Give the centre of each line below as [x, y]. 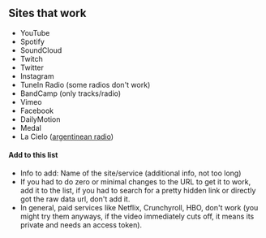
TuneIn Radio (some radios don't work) [85, 84]
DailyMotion [40, 119]
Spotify [32, 41]
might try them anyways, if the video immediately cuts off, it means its [137, 216]
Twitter [32, 67]
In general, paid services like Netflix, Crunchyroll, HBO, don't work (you [139, 208]
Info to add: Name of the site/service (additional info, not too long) [131, 173]
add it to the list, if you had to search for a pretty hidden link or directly [138, 191]
